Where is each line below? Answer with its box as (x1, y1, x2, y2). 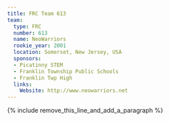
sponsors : (13, 55, 41, 62)
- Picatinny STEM (13, 62, 64, 68)
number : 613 (13, 29, 48, 37)
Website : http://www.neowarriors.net (19, 87, 129, 94)
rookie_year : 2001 (13, 42, 67, 49)
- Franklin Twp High (13, 74, 73, 82)
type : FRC (13, 23, 41, 30)
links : (13, 81, 32, 88)
